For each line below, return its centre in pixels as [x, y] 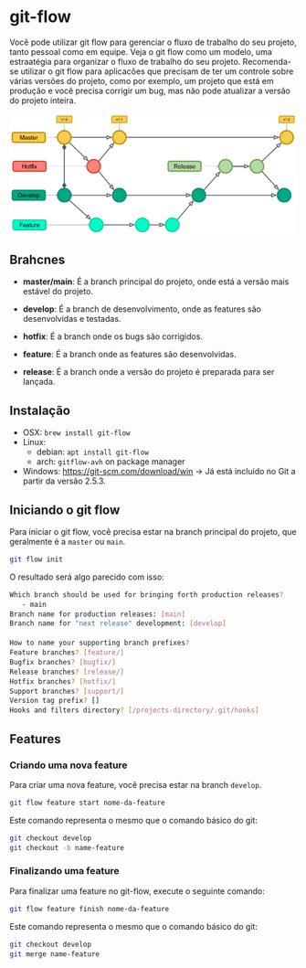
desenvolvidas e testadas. [72, 319]
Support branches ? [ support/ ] [67, 691]
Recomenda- [267, 61]
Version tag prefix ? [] [55, 701]
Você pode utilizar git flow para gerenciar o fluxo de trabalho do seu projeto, [153, 42]
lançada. [39, 382]
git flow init [37, 559]
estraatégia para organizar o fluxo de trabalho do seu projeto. [125, 61]
